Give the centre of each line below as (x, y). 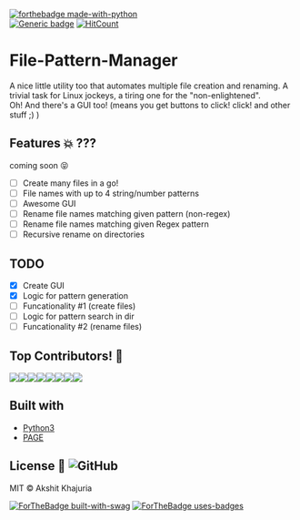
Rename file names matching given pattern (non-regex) (126, 213)
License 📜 (38, 466)
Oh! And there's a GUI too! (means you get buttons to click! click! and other (150, 105)
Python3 (38, 427)
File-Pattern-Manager (94, 61)
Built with (37, 406)
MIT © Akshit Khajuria (51, 488)
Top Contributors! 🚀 (66, 356)
